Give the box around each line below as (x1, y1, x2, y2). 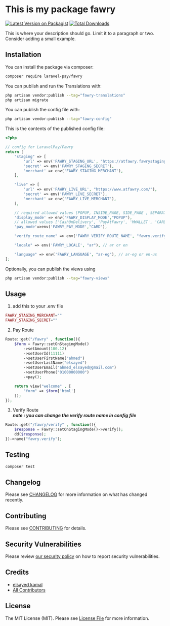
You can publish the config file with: (5, 107, 80, 113)
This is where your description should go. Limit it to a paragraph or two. (5, 30, 154, 36)
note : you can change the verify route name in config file (12, 413, 137, 419)
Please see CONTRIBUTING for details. (5, 525, 87, 531)
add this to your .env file (12, 303, 63, 309)
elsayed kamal (12, 581, 43, 587)
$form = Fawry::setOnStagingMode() (14, 341, 90, 347)
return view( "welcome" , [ (14, 384, 71, 389)
